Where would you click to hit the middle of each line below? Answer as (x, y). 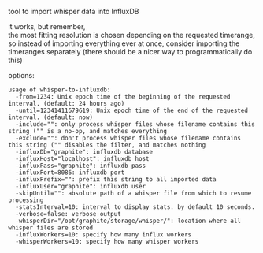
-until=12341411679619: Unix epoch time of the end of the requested (131, 110)
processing (26, 200)
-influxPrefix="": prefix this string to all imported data (116, 180)
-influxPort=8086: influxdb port (70, 173)
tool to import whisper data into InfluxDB (74, 11)
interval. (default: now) (50, 117)
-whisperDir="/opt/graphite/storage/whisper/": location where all (128, 221)
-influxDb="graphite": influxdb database (84, 152)
